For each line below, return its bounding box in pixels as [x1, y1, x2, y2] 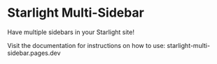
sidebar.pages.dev [7, 49, 61, 57]
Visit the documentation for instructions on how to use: [7, 41, 166, 49]
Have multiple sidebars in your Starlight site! [7, 28, 135, 36]
